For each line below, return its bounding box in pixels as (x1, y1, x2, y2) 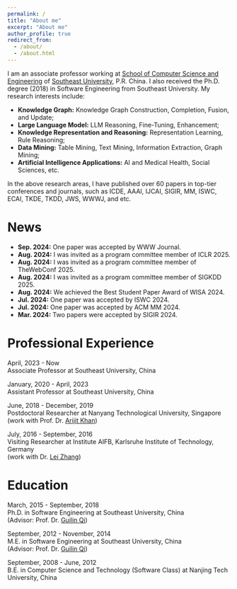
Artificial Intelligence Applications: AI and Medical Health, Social (17, 158, 210, 166)
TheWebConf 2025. (17, 265, 76, 273)
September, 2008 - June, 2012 (7, 558, 97, 566)
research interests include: (7, 91, 85, 100)
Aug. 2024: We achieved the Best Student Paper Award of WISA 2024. (17, 287, 225, 296)
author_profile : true (7, 30, 71, 38)
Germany (7, 445, 35, 453)
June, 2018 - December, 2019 (7, 401, 94, 409)
